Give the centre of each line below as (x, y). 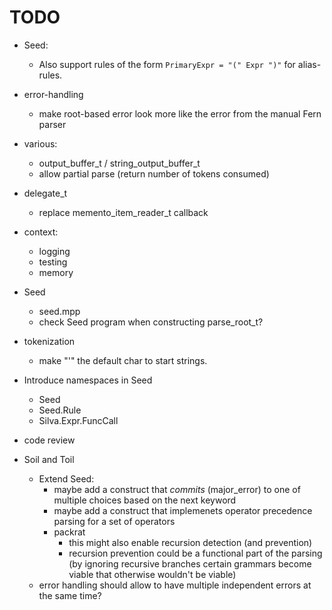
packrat (69, 532)
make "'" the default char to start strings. (123, 360)
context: (41, 232)
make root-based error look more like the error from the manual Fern (180, 113)
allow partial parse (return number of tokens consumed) (154, 173)
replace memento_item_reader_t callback (123, 212)
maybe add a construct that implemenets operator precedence (183, 510)
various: (40, 143)
